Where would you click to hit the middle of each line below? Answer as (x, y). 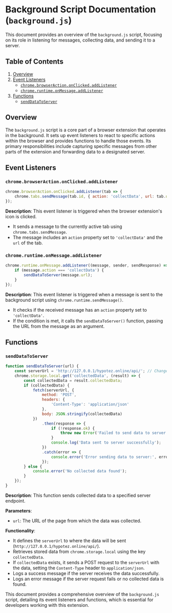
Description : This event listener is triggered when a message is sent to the (84, 294)
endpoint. (15, 501)
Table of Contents (35, 62)
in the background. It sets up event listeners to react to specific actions (80, 135)
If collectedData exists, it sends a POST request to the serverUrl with (86, 562)
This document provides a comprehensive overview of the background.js (82, 594)
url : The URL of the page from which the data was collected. (77, 521)
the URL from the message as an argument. (59, 326)
